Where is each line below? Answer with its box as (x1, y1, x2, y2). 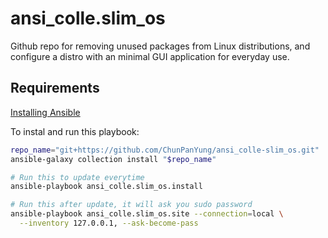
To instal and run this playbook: (10, 125, 140, 137)
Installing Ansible (10, 106, 81, 118)
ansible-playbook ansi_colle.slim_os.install (10, 182, 203, 192)
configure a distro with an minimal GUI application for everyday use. (10, 50, 290, 62)
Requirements (10, 80, 100, 97)
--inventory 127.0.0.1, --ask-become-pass (19, 218, 199, 228)
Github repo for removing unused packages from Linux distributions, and (10, 40, 311, 52)
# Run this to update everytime (10, 172, 145, 182)
